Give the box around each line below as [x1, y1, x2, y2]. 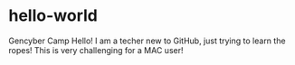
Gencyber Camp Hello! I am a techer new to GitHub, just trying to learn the [8, 35, 286, 46]
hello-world [8, 5, 99, 26]
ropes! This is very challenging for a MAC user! [8, 44, 184, 55]
